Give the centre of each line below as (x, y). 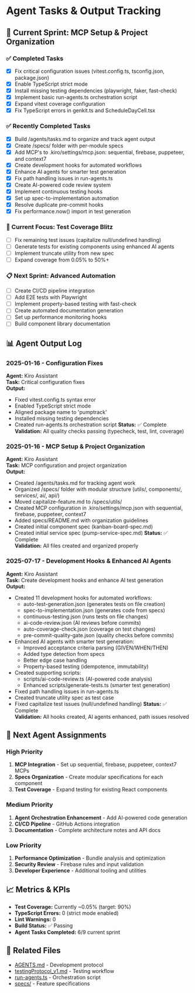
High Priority (25, 752)
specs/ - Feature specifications (52, 983)
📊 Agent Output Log (44, 343)
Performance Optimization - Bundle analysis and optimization (90, 858)
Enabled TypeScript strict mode (53, 406)
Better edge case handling (55, 660)
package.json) (32, 78)
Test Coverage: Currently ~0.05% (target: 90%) (73, 907)
